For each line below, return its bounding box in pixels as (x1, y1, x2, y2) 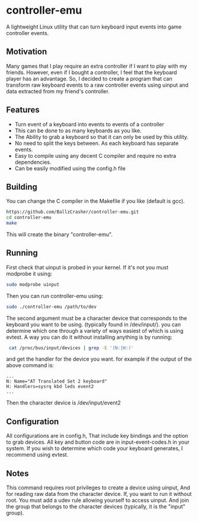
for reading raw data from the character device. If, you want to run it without (6, 491, 192, 498)
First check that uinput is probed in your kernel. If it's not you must (6, 263, 169, 270)
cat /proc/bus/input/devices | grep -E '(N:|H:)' (8, 345, 134, 351)
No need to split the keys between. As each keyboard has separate (14, 139, 179, 147)
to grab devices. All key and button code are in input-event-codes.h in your (6, 438, 190, 445)
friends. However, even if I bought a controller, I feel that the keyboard (6, 69, 177, 76)
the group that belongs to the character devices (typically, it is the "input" (6, 503, 186, 510)
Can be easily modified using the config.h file (14, 164, 126, 172)
